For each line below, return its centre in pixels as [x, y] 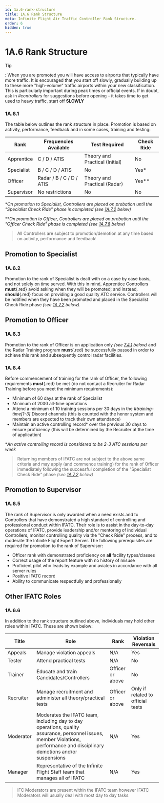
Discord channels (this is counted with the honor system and [92, 414]
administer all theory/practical [71, 698]
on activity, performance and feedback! [57, 239]
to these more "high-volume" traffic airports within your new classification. [80, 86]
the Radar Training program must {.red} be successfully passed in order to [80, 350]
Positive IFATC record [34, 576]
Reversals [144, 644]
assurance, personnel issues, [70, 734]
